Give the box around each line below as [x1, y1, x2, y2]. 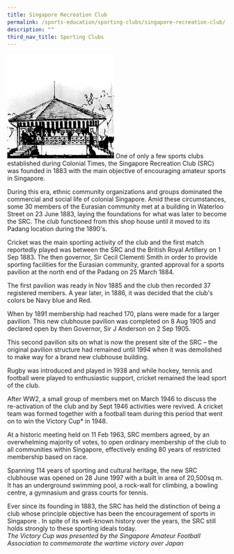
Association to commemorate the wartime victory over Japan [7, 539, 184, 548]
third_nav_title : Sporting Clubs [7, 33, 104, 40]
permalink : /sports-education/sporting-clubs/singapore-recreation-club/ [7, 18, 226, 26]
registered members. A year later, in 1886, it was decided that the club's [7, 289, 214, 297]
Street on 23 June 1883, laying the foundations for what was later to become [7, 210, 227, 218]
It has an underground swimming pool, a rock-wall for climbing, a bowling [7, 481, 218, 490]
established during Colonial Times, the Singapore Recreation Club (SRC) [7, 159, 214, 167]
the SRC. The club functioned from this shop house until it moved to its [7, 217, 210, 226]
